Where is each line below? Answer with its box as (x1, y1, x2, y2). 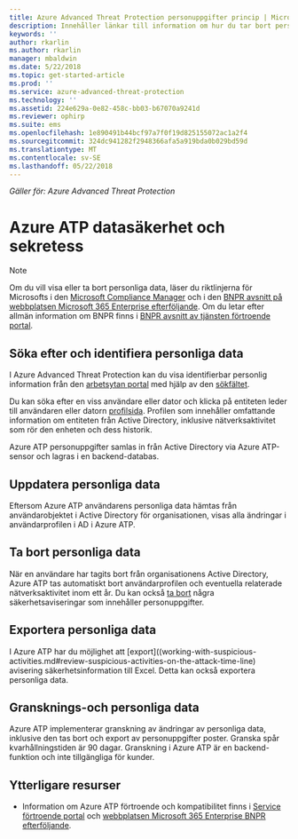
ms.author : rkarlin (9, 46, 82, 55)
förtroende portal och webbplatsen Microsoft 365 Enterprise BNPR (21, 811, 266, 821)
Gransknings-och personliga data (9, 700, 200, 715)
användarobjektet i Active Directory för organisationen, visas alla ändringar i (9, 510, 286, 520)
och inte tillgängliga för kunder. (41, 752, 155, 763)
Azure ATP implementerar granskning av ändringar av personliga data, (9, 724, 266, 734)
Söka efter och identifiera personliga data (9, 345, 244, 360)
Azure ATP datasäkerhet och (9, 217, 225, 237)
